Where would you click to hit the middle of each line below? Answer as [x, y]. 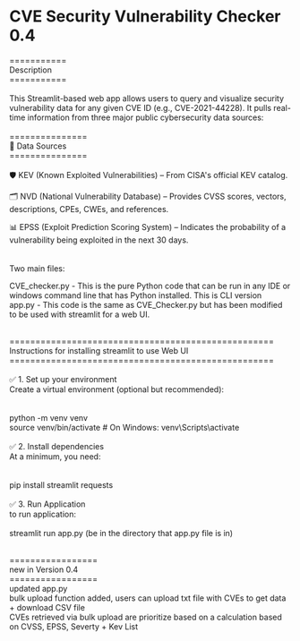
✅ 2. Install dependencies [57, 446]
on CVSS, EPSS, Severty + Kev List [74, 626]
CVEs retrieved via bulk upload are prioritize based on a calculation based [146, 617]
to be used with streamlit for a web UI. [80, 314]
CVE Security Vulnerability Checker [145, 17]
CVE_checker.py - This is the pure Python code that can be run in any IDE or [150, 286]
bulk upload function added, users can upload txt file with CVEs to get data [148, 598]
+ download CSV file [47, 607]
